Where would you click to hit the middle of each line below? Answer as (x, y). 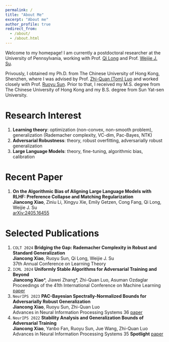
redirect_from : (21, 29)
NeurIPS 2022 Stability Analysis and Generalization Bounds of (78, 318)
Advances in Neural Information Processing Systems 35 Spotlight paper (88, 334)
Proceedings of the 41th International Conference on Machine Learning (87, 285)
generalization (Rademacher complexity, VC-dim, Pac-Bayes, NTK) (82, 135)
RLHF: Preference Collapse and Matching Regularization (73, 197)
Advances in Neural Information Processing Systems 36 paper (77, 312)
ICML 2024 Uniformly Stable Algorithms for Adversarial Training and (85, 269)
